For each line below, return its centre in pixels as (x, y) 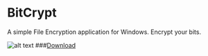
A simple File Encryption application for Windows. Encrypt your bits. (104, 32)
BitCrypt (32, 13)
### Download (55, 45)
